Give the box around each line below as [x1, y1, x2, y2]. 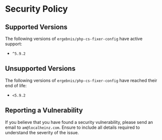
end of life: [5, 82, 27, 88]
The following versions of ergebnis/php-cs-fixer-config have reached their [5, 77, 158, 83]
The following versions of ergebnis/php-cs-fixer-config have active [5, 36, 143, 41]
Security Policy [5, 3, 68, 15]
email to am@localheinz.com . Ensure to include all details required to [5, 124, 140, 130]
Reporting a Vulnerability [5, 106, 83, 115]
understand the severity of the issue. [5, 129, 79, 135]
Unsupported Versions [5, 64, 76, 73]
